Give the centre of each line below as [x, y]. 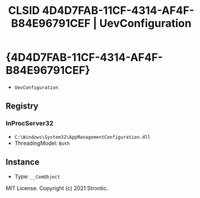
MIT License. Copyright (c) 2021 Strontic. [57, 188]
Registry [22, 106]
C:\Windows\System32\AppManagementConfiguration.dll [82, 137]
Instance [23, 162]
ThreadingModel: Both [42, 143]
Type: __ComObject [37, 177]
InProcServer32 [30, 124]
